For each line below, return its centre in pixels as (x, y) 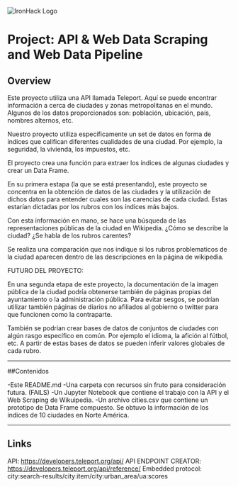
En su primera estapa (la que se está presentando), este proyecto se (107, 184)
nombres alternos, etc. (40, 120)
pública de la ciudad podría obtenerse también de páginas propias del (109, 292)
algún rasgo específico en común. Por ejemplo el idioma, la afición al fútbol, (118, 336)
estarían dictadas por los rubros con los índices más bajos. (93, 207)
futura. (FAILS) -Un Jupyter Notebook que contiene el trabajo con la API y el (118, 392)
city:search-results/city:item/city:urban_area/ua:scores (88, 476)
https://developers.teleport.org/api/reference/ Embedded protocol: (104, 469)
